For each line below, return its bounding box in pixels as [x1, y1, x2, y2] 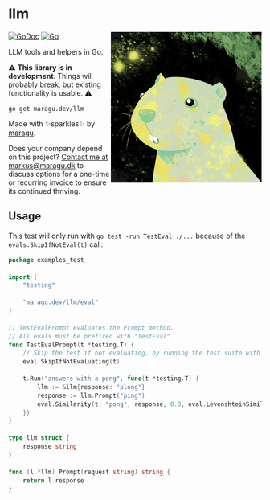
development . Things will [8, 71, 94, 80]
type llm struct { [8, 434, 70, 442]
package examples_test [8, 256, 84, 264]
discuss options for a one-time [8, 169, 110, 178]
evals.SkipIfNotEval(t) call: [8, 239, 104, 249]
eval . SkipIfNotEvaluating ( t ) [22, 358, 121, 366]
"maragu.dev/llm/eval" [22, 298, 99, 306]
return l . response [22, 476, 84, 485]
